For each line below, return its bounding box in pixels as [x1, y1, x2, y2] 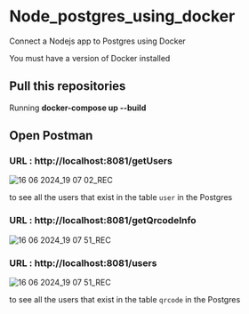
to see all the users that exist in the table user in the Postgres [9, 192, 233, 203]
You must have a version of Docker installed [9, 52, 171, 63]
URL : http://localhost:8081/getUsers [9, 155, 173, 167]
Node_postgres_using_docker [9, 6, 236, 27]
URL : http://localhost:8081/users [9, 256, 157, 269]
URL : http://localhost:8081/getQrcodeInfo [9, 214, 197, 227]
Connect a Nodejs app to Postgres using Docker [9, 36, 187, 46]
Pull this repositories [9, 78, 126, 94]
